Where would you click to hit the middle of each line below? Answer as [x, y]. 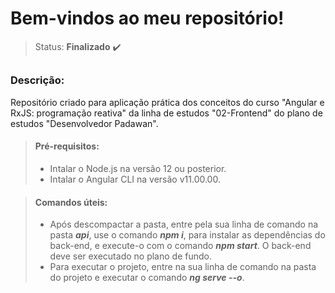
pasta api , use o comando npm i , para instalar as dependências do [187, 235]
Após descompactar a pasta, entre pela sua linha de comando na [184, 224]
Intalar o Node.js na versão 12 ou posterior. [138, 168]
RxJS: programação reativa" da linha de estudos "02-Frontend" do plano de [166, 113]
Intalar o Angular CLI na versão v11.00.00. [135, 179]
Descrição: [37, 80]
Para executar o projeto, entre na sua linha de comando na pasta [183, 267]
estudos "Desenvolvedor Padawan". [84, 123]
